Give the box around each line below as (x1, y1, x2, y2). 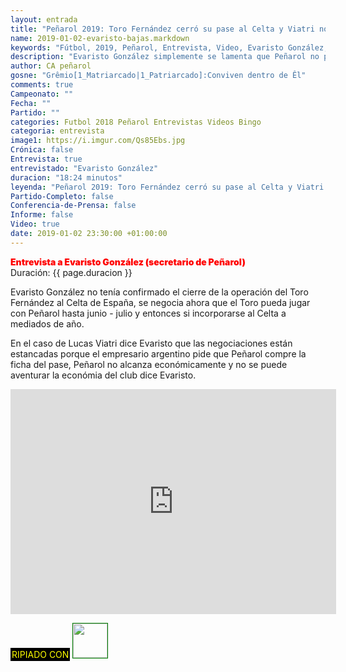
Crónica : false (10, 145, 74, 155)
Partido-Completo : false (10, 191, 114, 201)
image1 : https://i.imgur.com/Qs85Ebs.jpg (10, 136, 186, 146)
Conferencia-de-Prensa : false (10, 201, 137, 211)
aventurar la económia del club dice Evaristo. (10, 369, 197, 381)
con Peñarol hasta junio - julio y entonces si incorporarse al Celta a (10, 307, 287, 319)
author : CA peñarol (10, 61, 92, 71)
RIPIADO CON (11, 648, 70, 660)
